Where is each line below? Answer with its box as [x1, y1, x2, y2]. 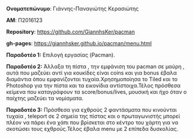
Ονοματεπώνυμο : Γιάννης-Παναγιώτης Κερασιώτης [6, 5, 139, 12]
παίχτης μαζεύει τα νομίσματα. [6, 95, 84, 102]
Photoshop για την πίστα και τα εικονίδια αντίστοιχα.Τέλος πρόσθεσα [6, 82, 181, 89]
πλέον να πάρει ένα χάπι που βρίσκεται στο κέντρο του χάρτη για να [6, 119, 179, 126]
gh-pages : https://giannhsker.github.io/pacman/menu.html [6, 40, 152, 47]
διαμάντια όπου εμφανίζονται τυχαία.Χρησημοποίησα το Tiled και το [6, 76, 178, 82]
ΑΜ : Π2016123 [6, 17, 43, 23]
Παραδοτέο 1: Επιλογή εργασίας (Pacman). [6, 51, 115, 59]
